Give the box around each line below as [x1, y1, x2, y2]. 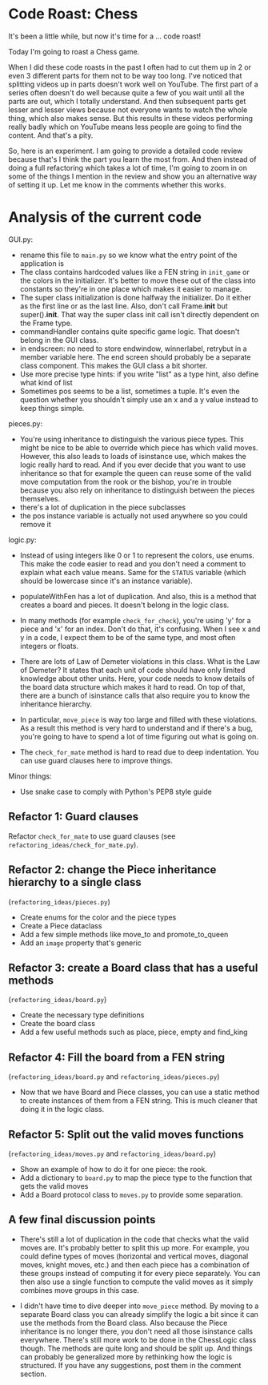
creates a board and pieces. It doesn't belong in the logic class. [19, 600, 230, 610]
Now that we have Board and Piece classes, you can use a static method [19, 1087, 260, 1097]
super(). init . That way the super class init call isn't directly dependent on [19, 309, 260, 319]
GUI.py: [8, 234, 34, 244]
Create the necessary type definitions [19, 1010, 145, 1020]
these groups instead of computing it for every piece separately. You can [19, 1268, 261, 1278]
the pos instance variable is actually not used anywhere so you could [19, 510, 248, 521]
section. [19, 1369, 47, 1379]
